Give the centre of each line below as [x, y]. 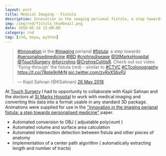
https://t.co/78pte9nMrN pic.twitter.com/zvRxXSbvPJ [71, 72]
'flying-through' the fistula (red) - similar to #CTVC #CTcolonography [88, 67]
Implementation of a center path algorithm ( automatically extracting [82, 143]
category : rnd [20, 33]
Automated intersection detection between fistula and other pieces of [83, 132]
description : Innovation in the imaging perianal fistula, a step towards [84, 19]
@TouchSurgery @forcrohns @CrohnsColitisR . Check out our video [86, 62]
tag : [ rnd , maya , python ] [32, 38]
